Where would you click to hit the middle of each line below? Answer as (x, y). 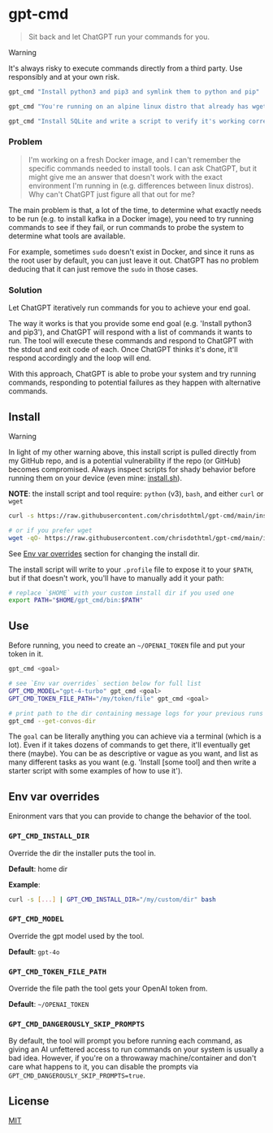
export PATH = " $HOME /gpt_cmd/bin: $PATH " (76, 600)
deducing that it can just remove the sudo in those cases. (103, 268)
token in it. (26, 654)
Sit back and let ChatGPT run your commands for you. (119, 37)
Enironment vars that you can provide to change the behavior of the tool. (130, 816)
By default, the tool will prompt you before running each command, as (126, 1041)
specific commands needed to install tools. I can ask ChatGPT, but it (143, 168)
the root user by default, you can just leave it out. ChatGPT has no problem (134, 260)
